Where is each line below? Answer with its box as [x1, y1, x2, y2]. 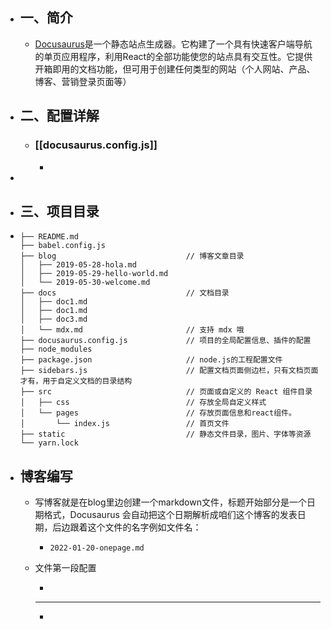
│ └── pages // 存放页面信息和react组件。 [19, 408, 297, 418]
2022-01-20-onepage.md [49, 543, 145, 553]
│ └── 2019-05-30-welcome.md [19, 278, 151, 288]
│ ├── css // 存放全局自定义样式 [19, 398, 267, 408]
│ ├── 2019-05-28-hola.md [19, 260, 137, 270]
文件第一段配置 [34, 562, 97, 574]
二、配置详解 [19, 108, 100, 125]
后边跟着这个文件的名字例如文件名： [52, 521, 202, 533]
